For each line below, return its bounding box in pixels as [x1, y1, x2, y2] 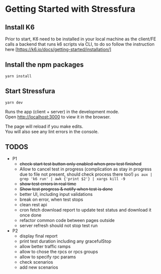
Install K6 [5, 23, 35, 31]
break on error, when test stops [19, 196, 83, 202]
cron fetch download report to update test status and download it [19, 207, 152, 213]
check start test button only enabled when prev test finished [19, 161, 141, 167]
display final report [19, 233, 58, 239]
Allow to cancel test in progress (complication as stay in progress [19, 166, 152, 172]
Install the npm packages [5, 60, 84, 69]
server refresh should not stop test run [19, 222, 98, 229]
